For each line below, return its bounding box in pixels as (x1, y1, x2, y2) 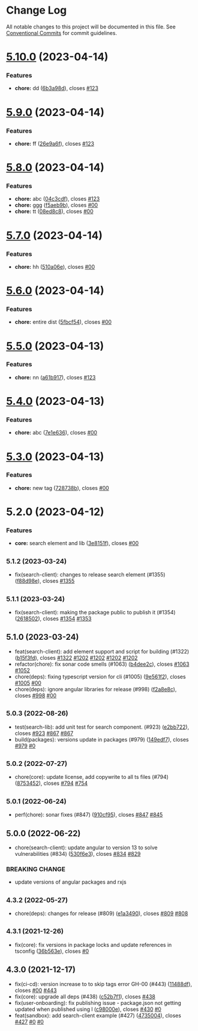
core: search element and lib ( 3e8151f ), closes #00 (14, 540, 139, 547)
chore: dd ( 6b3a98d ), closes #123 (14, 85, 99, 92)
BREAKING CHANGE (6, 865, 66, 873)
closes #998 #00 (14, 692, 57, 699)
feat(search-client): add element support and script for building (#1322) (14, 647, 189, 655)
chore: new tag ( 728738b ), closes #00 (14, 484, 109, 491)
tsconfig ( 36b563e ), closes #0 (14, 948, 89, 955)
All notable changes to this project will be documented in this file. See (6, 23, 176, 30)
